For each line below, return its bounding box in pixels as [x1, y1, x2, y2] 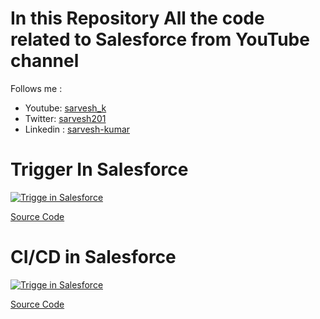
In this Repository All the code [10, 7, 265, 30]
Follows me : [10, 82, 63, 94]
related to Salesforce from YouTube [10, 28, 310, 51]
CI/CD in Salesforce [10, 246, 177, 269]
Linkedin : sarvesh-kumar [24, 123, 131, 135]
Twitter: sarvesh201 [24, 112, 107, 124]
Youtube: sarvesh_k [24, 102, 107, 114]
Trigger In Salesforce [10, 158, 189, 181]
